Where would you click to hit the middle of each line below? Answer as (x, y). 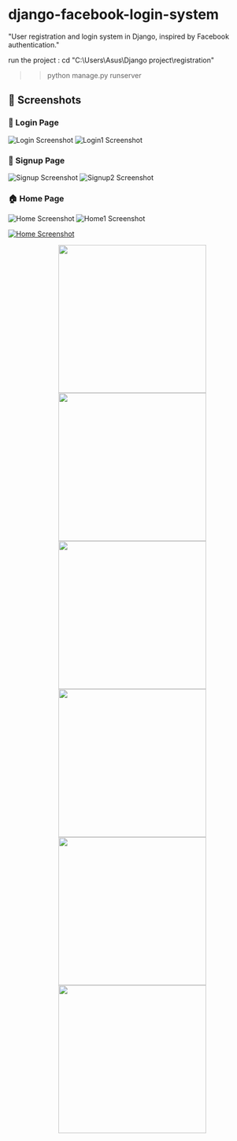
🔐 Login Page (33, 122)
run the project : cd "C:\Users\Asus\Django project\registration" (111, 60)
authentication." (34, 44)
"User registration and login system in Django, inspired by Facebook (119, 36)
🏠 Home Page (36, 198)
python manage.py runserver (94, 75)
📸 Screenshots (45, 100)
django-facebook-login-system (113, 15)
